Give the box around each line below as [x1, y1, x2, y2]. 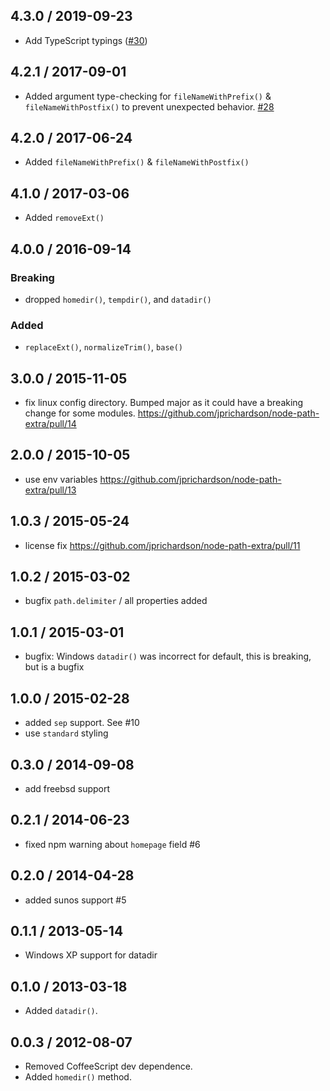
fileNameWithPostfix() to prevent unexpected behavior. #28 [24, 100, 275, 113]
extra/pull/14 [24, 418, 77, 430]
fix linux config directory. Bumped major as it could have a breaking [24, 397, 304, 409]
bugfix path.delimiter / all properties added [24, 595, 208, 607]
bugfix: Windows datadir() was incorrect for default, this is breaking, [24, 650, 312, 663]
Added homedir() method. [24, 1070, 132, 1083]
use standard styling [24, 727, 109, 739]
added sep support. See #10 [24, 717, 140, 729]
